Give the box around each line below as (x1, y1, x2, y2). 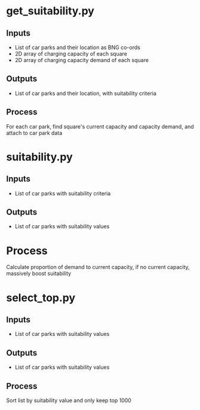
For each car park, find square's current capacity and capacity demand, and (6, 123, 194, 130)
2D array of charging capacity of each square (14, 50, 127, 57)
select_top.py (6, 291, 76, 304)
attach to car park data (6, 129, 63, 136)
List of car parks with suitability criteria (14, 189, 111, 197)
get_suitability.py (6, 4, 94, 18)
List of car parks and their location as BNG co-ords (14, 44, 140, 51)
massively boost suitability (6, 270, 72, 277)
